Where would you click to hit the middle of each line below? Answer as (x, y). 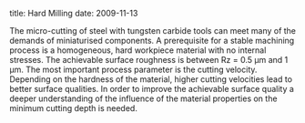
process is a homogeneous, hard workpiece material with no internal (138, 50)
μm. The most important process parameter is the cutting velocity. (133, 69)
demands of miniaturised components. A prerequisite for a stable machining (152, 41)
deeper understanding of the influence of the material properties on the (143, 98)
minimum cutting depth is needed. (74, 108)
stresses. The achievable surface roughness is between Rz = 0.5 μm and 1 (149, 60)
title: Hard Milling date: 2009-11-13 (74, 13)
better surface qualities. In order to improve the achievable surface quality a (152, 89)
